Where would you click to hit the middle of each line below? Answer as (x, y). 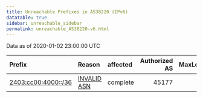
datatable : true (27, 18)
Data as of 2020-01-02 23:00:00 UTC (53, 46)
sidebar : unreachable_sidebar (44, 23)
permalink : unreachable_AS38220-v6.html (58, 29)
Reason (89, 65)
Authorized (156, 61)
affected (120, 65)
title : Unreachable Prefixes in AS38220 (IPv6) (67, 12)
